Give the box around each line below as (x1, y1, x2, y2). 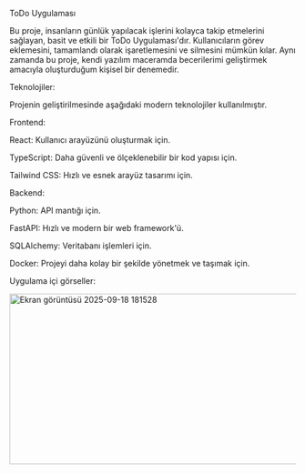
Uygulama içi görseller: (9, 276, 96, 286)
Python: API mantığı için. (9, 205, 102, 216)
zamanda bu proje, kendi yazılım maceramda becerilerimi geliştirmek (9, 55, 268, 65)
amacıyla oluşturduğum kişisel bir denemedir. (9, 64, 179, 75)
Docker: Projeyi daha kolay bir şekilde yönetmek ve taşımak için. (9, 258, 250, 268)
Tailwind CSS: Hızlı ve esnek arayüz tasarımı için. (9, 170, 193, 180)
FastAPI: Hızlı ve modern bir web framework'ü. (9, 223, 184, 233)
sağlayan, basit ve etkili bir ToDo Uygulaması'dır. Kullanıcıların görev (9, 35, 265, 45)
